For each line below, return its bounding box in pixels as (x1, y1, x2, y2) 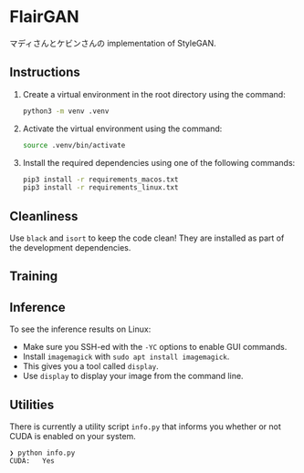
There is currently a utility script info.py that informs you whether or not (9, 421, 281, 432)
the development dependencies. (9, 242, 131, 253)
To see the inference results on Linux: (9, 324, 152, 334)
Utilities (9, 396, 55, 412)
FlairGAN (9, 6, 79, 27)
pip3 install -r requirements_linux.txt (22, 183, 179, 192)
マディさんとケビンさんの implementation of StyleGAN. (9, 37, 216, 48)
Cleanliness (9, 208, 79, 224)
